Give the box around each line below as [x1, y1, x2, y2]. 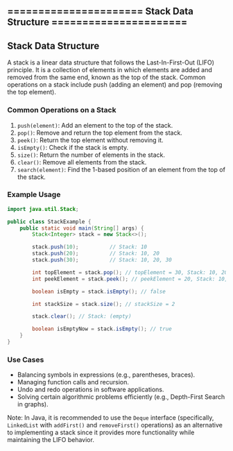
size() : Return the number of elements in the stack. [17, 151, 165, 159]
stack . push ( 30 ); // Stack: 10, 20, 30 [32, 257, 172, 264]
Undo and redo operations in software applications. [17, 385, 164, 394]
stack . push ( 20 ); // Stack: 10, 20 [32, 250, 159, 257]
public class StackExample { [7, 218, 92, 225]
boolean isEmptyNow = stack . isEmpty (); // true [32, 325, 172, 332]
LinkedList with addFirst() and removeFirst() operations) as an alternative [7, 421, 223, 429]
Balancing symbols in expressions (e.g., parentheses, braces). [17, 371, 196, 379]
